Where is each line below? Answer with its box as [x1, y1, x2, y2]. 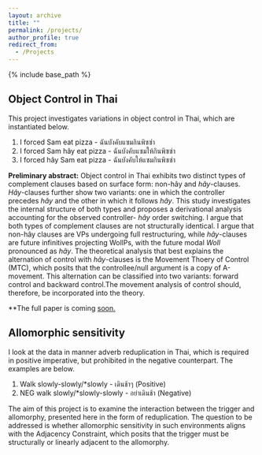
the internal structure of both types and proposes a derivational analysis [8, 204, 242, 214]
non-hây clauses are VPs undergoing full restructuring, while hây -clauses [8, 229, 248, 239]
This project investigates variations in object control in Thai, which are [8, 114, 235, 123]
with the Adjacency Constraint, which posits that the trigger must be [8, 429, 230, 438]
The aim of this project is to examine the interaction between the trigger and [8, 404, 255, 413]
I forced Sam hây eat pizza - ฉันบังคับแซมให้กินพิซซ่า [19, 146, 175, 155]
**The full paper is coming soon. [8, 303, 116, 312]
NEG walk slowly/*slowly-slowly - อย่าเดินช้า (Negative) [19, 388, 192, 397]
